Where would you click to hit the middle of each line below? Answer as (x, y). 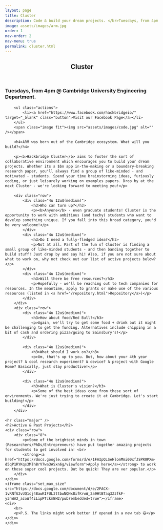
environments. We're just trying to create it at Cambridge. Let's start (82, 396)
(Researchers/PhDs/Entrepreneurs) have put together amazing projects (78, 445)
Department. (20, 97)
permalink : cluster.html (30, 46)
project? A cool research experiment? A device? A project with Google (79, 361)
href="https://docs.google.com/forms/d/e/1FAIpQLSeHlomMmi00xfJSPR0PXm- (81, 459)
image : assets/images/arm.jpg (36, 26)
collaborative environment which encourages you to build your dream (77, 161)
